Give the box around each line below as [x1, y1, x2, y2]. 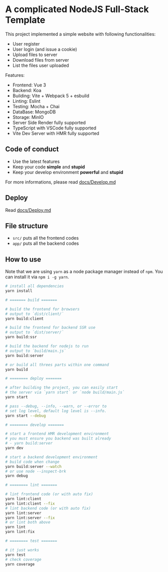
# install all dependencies [5, 284, 64, 289]
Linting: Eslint [12, 98, 41, 104]
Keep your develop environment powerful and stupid [12, 169, 123, 175]
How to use [5, 255, 41, 263]
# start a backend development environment [5, 454, 98, 460]
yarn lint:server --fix [5, 515, 55, 520]
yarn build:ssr [5, 335, 37, 340]
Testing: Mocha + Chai [12, 103, 60, 109]
